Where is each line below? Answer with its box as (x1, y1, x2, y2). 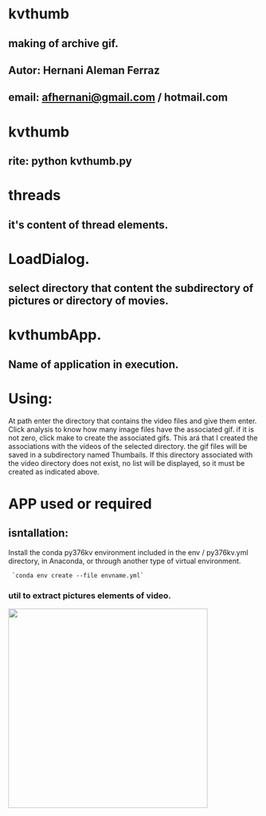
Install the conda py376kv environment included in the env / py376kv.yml (8, 547, 248, 557)
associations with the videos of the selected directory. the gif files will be (8, 441, 248, 451)
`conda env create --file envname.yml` (11, 571, 145, 579)
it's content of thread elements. (8, 218, 169, 231)
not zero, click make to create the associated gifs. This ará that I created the (8, 432, 258, 443)
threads (8, 187, 61, 204)
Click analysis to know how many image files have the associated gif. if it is (8, 424, 255, 434)
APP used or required (8, 495, 153, 513)
